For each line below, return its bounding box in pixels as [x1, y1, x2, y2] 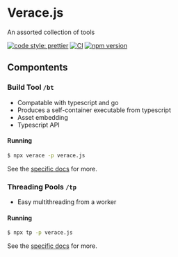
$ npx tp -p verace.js [7, 229, 73, 236]
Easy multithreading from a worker [17, 198, 117, 206]
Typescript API [17, 120, 60, 129]
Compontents [7, 61, 68, 74]
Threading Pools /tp [7, 182, 77, 192]
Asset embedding [17, 113, 68, 121]
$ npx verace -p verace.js [7, 152, 86, 159]
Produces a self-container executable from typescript [17, 106, 172, 114]
